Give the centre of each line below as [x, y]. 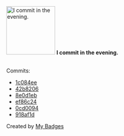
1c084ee [26, 82]
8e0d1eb [26, 95]
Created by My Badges [35, 126]
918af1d [25, 115]
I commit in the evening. [87, 53]
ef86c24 [26, 102]
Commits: [18, 71]
